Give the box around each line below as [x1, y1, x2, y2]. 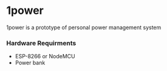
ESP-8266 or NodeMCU [15, 53, 76, 60]
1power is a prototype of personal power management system [6, 24, 162, 31]
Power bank [15, 59, 46, 67]
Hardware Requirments [6, 39, 77, 47]
